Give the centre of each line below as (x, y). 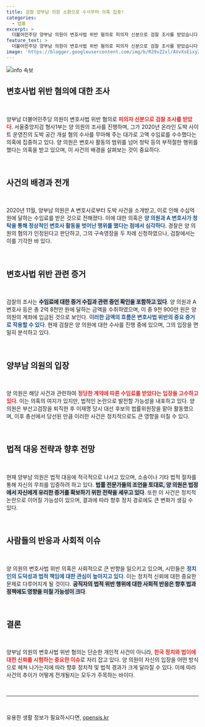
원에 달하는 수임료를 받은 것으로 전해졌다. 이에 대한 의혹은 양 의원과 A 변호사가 (99, 218)
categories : (21, 18)
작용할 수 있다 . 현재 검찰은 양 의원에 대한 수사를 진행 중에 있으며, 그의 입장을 (102, 325)
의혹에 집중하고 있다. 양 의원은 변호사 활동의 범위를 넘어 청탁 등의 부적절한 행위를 (102, 142)
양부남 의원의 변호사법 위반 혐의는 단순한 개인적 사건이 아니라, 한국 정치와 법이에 (101, 652)
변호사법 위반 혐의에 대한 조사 (58, 92)
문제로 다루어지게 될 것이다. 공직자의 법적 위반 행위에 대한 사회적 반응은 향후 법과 (101, 584)
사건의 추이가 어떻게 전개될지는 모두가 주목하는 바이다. (71, 675)
